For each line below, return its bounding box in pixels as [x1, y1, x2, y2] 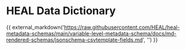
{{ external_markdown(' [6, 24, 65, 31]
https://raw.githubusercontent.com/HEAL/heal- [63, 24, 181, 31]
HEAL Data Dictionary [6, 4, 116, 18]
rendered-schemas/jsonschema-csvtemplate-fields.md [6, 36, 143, 43]
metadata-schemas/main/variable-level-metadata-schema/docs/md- [6, 30, 177, 37]
